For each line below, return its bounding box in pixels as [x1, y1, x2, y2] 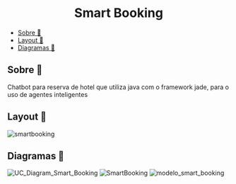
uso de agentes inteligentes [7, 90, 88, 98]
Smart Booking [73, 5, 164, 21]
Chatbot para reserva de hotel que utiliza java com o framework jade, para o [7, 83, 230, 91]
